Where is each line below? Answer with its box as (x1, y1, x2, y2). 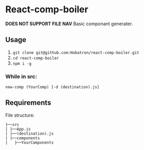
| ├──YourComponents (5, 140, 54, 145)
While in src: (5, 73, 37, 80)
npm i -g (12, 61, 32, 66)
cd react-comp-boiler (12, 55, 59, 61)
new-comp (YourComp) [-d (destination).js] (5, 85, 100, 90)
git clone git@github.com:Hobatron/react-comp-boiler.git (12, 50, 139, 55)
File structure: (5, 112, 35, 118)
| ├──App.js (5, 126, 31, 132)
